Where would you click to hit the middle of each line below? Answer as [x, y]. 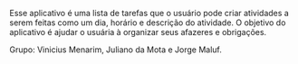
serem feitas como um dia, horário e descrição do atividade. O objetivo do [148, 23]
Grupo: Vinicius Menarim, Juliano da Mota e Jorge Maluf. [115, 50]
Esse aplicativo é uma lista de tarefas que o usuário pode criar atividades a [149, 13]
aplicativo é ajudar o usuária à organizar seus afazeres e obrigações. [138, 32]
